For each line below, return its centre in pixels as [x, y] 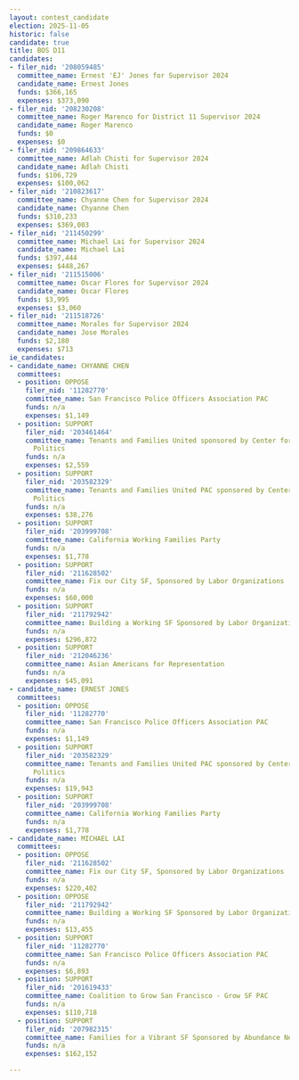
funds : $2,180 [43, 341]
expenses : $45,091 [59, 680]
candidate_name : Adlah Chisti [73, 167]
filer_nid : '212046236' [69, 656]
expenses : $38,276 [59, 515]
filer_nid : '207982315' [69, 1029]
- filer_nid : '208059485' [57, 68]
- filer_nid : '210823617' [57, 192]
